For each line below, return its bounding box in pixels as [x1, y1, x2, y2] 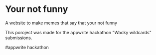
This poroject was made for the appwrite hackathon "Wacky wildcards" [5, 29, 152, 35]
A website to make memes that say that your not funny [5, 20, 118, 26]
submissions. [5, 35, 32, 41]
